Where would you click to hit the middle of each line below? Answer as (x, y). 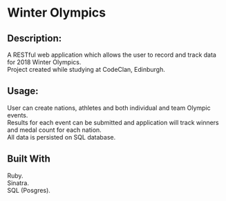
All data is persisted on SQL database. (62, 137)
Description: (35, 38)
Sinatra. (18, 183)
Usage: (23, 91)
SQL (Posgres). (29, 190)
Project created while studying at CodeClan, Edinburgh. (86, 69)
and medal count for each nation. (54, 130)
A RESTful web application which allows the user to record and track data (112, 55)
